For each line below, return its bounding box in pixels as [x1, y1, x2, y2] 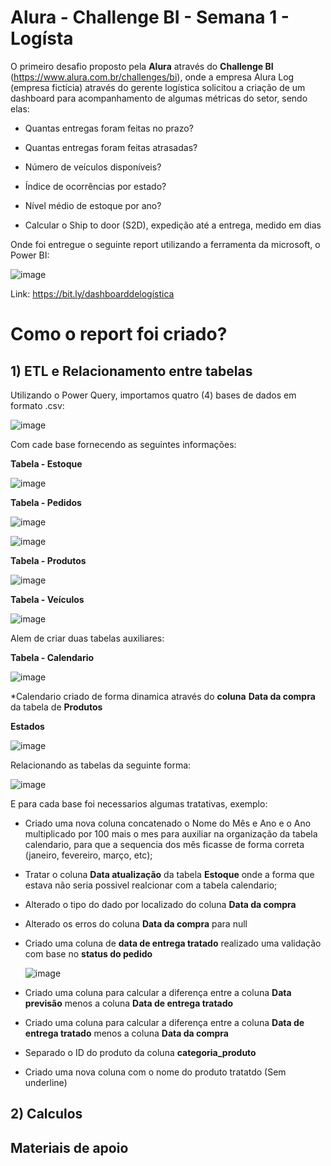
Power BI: [10, 249, 50, 261]
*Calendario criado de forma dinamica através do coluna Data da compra [10, 690, 316, 702]
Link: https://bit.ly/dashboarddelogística [10, 287, 175, 300]
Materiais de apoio [10, 1139, 129, 1156]
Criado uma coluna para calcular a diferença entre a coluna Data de [24, 1016, 305, 1028]
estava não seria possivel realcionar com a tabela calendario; [24, 879, 278, 891]
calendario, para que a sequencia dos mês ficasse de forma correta [24, 838, 305, 850]
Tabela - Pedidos [10, 496, 82, 508]
